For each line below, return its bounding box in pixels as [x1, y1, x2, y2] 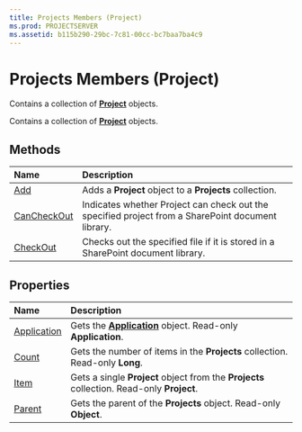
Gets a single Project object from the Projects [70, 371, 265, 383]
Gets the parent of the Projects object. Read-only [70, 397, 281, 409]
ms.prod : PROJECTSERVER [9, 22, 99, 31]
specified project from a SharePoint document [82, 210, 277, 222]
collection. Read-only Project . [70, 382, 199, 394]
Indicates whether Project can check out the [82, 199, 269, 211]
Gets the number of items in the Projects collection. [70, 345, 289, 357]
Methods [9, 141, 61, 157]
